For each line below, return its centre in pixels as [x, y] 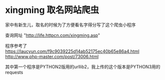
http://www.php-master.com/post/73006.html [52, 56]
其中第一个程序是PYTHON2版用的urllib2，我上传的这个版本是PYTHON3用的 [83, 67]
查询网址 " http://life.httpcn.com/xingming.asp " [53, 35]
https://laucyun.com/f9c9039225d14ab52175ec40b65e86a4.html [72, 51]
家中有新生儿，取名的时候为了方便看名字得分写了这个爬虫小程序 [70, 25]
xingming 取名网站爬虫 [52, 10]
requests [14, 72]
